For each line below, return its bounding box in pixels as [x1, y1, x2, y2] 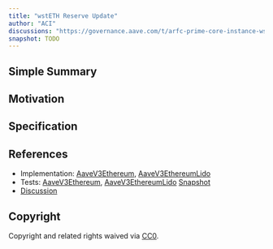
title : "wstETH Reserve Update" [8, 11, 118, 20]
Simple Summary [8, 64, 97, 78]
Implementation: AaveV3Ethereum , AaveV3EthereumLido [19, 169, 211, 178]
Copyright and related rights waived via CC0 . [8, 231, 159, 241]
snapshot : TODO [8, 34, 60, 43]
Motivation [8, 92, 65, 106]
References [8, 147, 68, 161]
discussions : [8, 27, 53, 35]
